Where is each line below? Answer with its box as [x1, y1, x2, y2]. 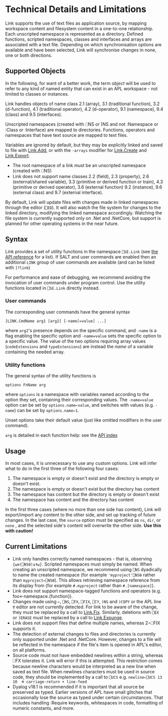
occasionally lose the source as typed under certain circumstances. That [12, 694, 163, 700]
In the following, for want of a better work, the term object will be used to [5, 80, 156, 86]
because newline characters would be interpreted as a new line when [12, 663, 156, 669]
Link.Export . [5, 152, 30, 158]
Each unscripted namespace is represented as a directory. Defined [5, 31, 143, 37]
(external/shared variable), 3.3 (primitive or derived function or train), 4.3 [12, 179, 163, 185]
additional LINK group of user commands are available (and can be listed [5, 259, 155, 265]
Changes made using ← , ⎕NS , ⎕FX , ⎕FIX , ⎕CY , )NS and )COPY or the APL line [12, 598, 161, 604]
